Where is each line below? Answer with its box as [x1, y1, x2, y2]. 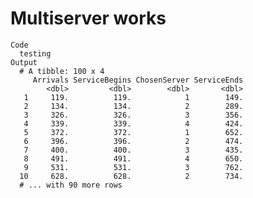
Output [10, 57, 38, 67]
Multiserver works [10, 7, 167, 30]
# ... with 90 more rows [19, 180, 123, 190]
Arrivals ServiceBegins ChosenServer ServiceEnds [32, 75, 244, 85]
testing [19, 48, 52, 59]
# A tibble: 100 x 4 [19, 66, 105, 76]
